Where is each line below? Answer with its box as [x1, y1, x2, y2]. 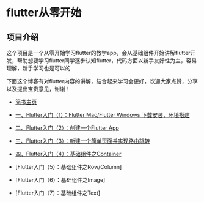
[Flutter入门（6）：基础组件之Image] [15, 176, 106, 184]
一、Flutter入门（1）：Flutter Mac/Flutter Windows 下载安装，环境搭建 [15, 111, 191, 118]
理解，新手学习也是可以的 [6, 65, 71, 72]
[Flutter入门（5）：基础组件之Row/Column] [15, 163, 122, 170]
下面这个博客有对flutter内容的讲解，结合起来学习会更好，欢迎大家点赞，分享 [6, 78, 199, 84]
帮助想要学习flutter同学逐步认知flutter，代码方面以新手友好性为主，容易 [16, 57, 197, 64]
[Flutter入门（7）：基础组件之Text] [15, 189, 101, 196]
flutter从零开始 [6, 6, 82, 20]
